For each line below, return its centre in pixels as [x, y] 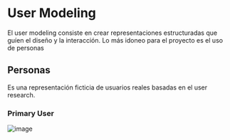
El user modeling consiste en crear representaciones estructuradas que [113, 33]
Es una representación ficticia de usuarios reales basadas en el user [108, 87]
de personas [26, 48]
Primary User [31, 113]
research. [21, 95]
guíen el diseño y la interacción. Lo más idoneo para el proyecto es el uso [115, 40]
